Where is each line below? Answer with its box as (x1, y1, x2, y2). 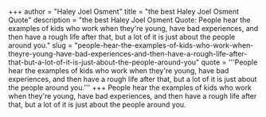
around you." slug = (8, 41, 73, 50)
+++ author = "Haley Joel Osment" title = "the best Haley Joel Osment (8, 7, 240, 16)
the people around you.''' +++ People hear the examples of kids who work (8, 83, 252, 92)
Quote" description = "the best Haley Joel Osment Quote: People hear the (8, 15, 251, 25)
